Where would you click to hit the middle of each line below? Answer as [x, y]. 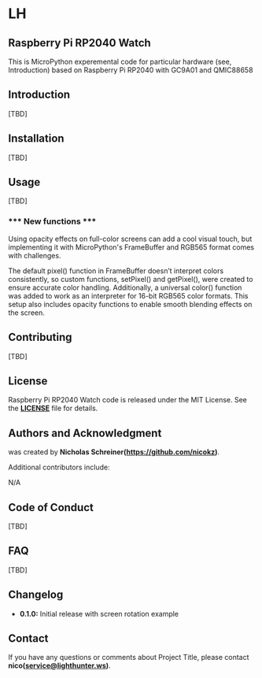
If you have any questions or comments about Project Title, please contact [129, 658]
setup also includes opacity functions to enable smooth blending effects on [130, 304]
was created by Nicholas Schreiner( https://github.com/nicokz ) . [114, 452]
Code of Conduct [51, 508]
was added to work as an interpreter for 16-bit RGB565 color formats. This [128, 295]
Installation [36, 139]
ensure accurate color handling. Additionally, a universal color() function [125, 287]
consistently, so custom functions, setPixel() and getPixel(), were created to [131, 279]
